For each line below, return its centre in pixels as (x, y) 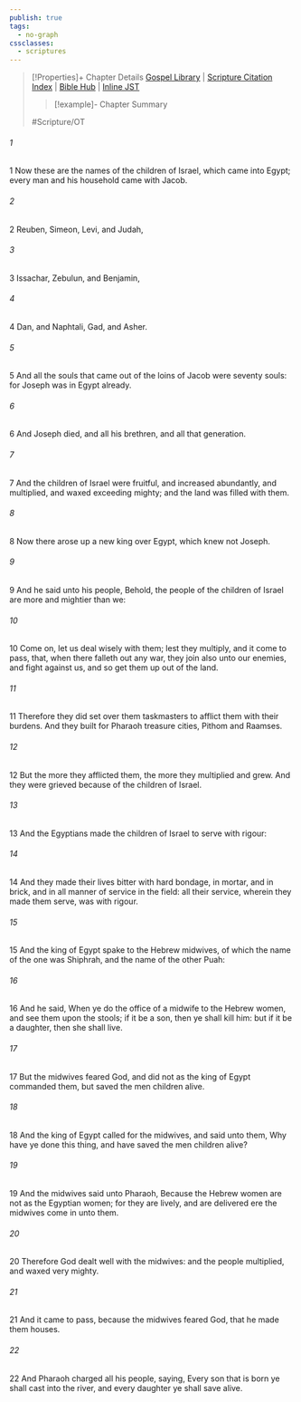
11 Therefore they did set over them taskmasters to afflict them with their (144, 716)
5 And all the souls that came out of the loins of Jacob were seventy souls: (148, 376)
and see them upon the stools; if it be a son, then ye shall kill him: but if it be (150, 1018)
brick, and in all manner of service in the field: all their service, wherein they (150, 891)
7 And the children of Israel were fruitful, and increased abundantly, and (143, 483)
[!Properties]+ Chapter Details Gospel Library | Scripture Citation (152, 77)
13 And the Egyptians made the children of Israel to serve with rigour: (138, 833)
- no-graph (38, 34)
